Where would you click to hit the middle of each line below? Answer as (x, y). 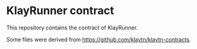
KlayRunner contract (60, 11)
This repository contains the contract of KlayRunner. (72, 28)
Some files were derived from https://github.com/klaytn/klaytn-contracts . (99, 39)
